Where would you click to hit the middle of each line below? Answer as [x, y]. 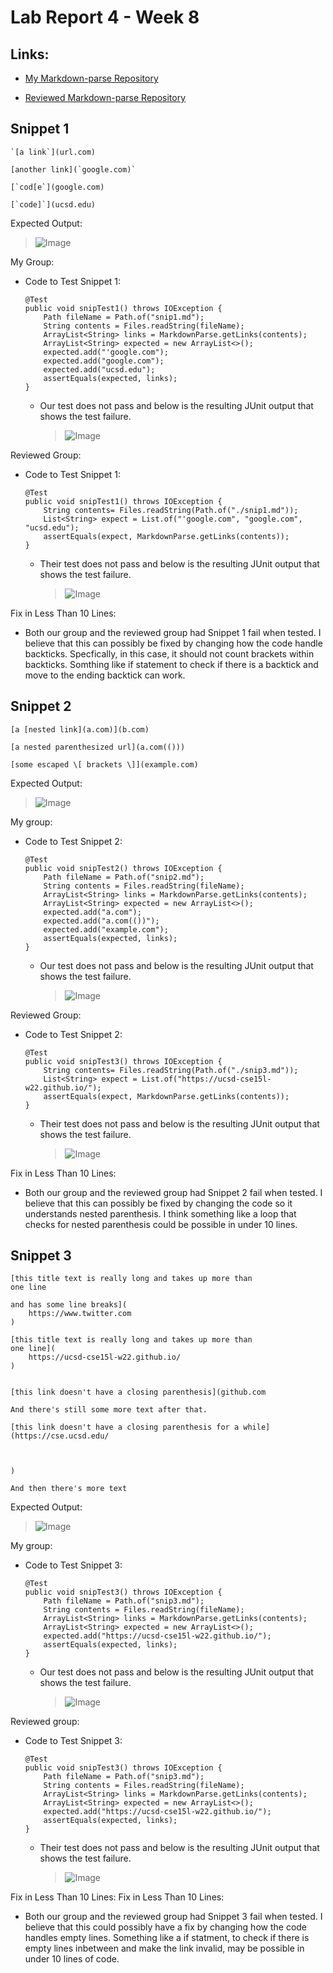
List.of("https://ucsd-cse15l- [206, 1079]
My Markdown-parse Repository [91, 78]
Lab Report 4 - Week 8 [105, 17]
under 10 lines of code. [72, 1959]
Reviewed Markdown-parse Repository [105, 97]
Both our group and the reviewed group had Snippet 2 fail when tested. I [173, 1192]
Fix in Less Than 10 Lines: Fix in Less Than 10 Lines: [117, 1897]
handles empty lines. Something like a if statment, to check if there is [167, 1938]
